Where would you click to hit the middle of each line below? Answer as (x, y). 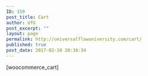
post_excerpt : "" (28, 28)
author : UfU (21, 23)
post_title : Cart (28, 17)
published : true (26, 45)
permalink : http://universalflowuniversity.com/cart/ (74, 39)
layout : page (22, 34)
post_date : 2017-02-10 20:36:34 (46, 50)
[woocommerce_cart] (32, 67)
